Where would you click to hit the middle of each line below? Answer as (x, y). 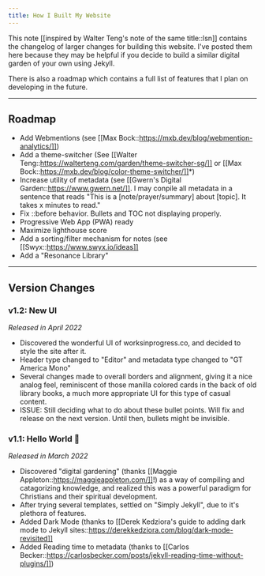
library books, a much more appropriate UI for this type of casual (125, 393)
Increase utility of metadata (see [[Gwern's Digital (100, 180)
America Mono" (45, 368)
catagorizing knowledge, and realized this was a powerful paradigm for (135, 488)
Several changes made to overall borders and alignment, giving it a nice (136, 377)
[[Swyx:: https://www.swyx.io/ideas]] (79, 247)
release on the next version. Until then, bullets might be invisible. (125, 419)
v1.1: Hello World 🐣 (44, 439)
